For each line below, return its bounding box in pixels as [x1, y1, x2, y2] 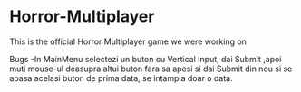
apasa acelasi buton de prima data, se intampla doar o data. [9, 72, 233, 83]
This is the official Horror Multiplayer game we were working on [9, 36, 248, 47]
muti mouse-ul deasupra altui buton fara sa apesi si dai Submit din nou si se [9, 63, 293, 74]
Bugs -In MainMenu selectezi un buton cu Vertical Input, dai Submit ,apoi [9, 53, 282, 64]
